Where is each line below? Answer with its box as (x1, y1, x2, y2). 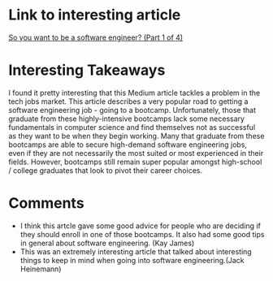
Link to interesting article (8, 6, 181, 24)
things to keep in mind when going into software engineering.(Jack (19, 255, 245, 265)
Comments (8, 194, 84, 213)
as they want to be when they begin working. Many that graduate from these (8, 131, 265, 140)
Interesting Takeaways (8, 61, 166, 80)
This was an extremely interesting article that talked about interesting (19, 246, 252, 257)
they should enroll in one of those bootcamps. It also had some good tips (19, 229, 265, 239)
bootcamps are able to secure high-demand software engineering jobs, (8, 140, 248, 149)
